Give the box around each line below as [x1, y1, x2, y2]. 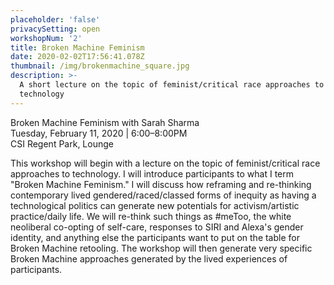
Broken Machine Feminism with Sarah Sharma [10, 116, 200, 128]
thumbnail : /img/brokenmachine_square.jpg [10, 61, 190, 71]
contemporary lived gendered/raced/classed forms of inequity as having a [10, 189, 317, 201]
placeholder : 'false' [10, 14, 101, 25]
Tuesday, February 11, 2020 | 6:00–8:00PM [10, 127, 188, 139]
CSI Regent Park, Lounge [10, 137, 114, 150]
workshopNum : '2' [10, 33, 83, 43]
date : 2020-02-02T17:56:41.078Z [10, 52, 145, 62]
